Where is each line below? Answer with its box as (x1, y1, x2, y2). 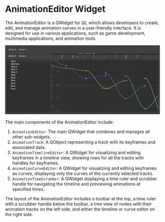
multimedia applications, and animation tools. (5, 35, 97, 41)
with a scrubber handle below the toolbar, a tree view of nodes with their (5, 201, 152, 207)
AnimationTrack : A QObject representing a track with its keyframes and (12, 139, 156, 145)
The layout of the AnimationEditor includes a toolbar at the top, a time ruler (5, 195, 156, 201)
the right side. (5, 211, 33, 217)
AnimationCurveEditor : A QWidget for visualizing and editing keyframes (12, 165, 157, 171)
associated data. (12, 144, 46, 150)
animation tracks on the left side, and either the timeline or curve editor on (5, 206, 155, 212)
